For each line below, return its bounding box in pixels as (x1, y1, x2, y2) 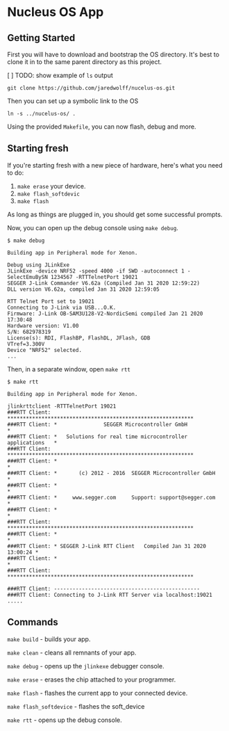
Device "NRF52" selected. (7, 346, 82, 353)
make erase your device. (17, 182, 86, 190)
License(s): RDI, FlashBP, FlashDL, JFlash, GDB (7, 335, 151, 342)
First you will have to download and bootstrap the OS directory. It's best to (7, 50, 220, 58)
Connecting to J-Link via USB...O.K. (7, 304, 117, 311)
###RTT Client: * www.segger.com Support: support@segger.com (7, 494, 216, 501)
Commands (7, 616, 59, 628)
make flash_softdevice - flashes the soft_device (7, 702, 145, 710)
